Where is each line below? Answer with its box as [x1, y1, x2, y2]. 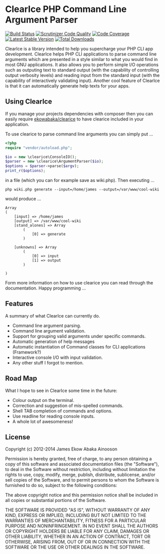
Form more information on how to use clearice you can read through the [5, 280, 154, 285]
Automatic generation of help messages [12, 338, 95, 344]
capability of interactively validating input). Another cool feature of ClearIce [5, 77, 160, 83]
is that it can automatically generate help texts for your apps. [5, 82, 130, 88]
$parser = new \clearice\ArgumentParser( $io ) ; [5, 159, 104, 164]
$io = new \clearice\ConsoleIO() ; [5, 154, 77, 159]
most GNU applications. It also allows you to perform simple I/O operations [5, 61, 159, 67]
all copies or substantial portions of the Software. [5, 497, 106, 503]
